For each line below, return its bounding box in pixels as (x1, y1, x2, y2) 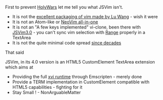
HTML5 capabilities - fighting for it (12, 84, 82, 90)
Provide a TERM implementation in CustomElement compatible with (12, 79, 150, 85)
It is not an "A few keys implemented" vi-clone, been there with (12, 24, 141, 30)
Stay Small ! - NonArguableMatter (12, 90, 81, 95)
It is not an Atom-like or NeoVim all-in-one (12, 19, 98, 25)
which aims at (5, 64, 34, 70)
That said (5, 49, 24, 55)
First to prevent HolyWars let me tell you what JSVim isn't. (5, 4, 123, 10)
